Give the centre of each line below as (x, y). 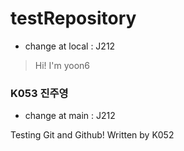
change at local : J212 (70, 46)
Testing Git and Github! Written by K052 (92, 135)
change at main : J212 (70, 116)
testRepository (73, 18)
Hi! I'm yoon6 (62, 65)
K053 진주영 (39, 93)
